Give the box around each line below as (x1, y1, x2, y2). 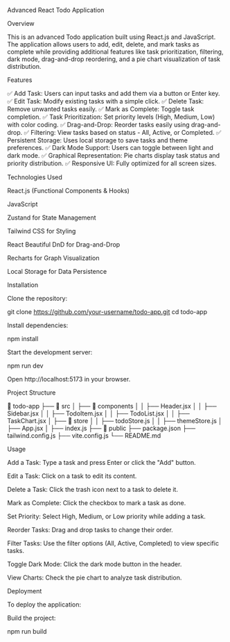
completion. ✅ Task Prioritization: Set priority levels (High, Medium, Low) (7, 113, 215, 121)
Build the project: (7, 614, 56, 622)
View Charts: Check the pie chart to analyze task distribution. (7, 573, 182, 582)
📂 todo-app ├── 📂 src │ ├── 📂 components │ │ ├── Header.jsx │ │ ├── (7, 402, 217, 410)
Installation (7, 281, 39, 289)
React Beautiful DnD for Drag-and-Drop (7, 240, 121, 249)
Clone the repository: (7, 295, 68, 302)
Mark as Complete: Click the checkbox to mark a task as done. (7, 499, 186, 507)
